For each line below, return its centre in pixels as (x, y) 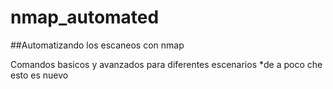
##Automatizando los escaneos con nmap (97, 45)
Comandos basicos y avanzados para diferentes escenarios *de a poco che (166, 64)
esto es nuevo (39, 75)
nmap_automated (85, 17)
